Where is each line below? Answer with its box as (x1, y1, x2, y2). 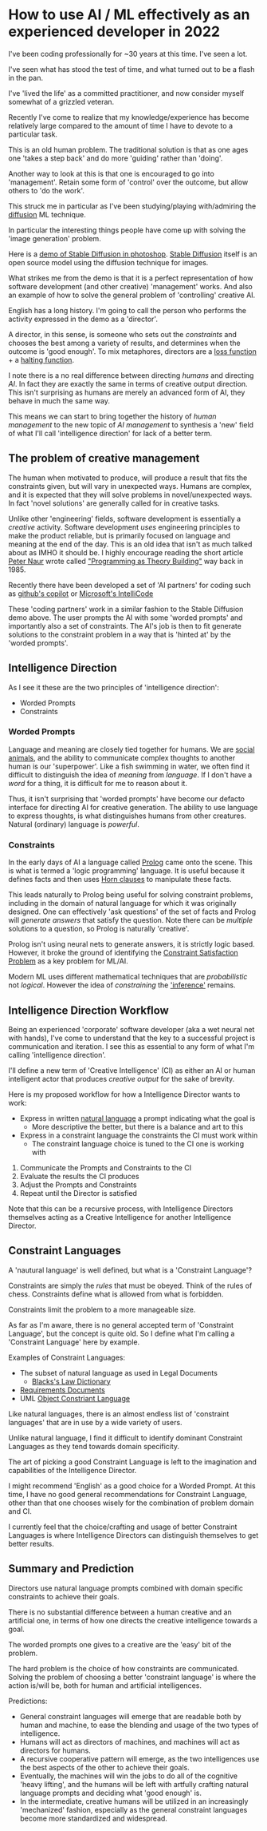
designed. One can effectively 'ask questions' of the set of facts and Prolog (8, 907, 257, 916)
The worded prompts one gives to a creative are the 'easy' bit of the (8, 1639, 232, 1649)
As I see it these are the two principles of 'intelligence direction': (8, 682, 219, 692)
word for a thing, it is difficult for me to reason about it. (8, 778, 187, 788)
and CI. (8, 1506, 32, 1515)
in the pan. (8, 73, 44, 82)
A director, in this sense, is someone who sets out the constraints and (8, 329, 238, 339)
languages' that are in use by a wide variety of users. (8, 1417, 183, 1427)
